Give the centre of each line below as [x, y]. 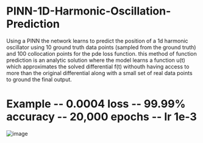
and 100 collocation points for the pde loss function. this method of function [101, 53]
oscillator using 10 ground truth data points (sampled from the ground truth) [101, 47]
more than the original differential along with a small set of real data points [100, 73]
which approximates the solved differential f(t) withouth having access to [98, 66]
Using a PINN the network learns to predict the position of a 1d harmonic [97, 41]
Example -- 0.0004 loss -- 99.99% [96, 104]
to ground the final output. [39, 79]
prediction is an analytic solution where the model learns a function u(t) [96, 60]
